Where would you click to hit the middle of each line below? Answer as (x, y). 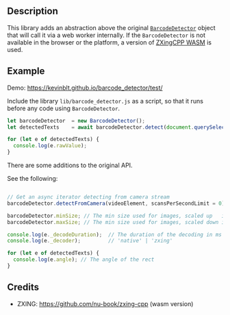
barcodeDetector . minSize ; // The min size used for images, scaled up (110, 216)
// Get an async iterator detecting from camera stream (88, 197)
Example (26, 71)
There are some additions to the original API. (70, 165)
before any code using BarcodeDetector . (64, 108)
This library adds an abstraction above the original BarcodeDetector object (111, 27)
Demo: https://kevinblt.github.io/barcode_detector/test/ (85, 88)
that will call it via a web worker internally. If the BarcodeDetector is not (106, 35)
